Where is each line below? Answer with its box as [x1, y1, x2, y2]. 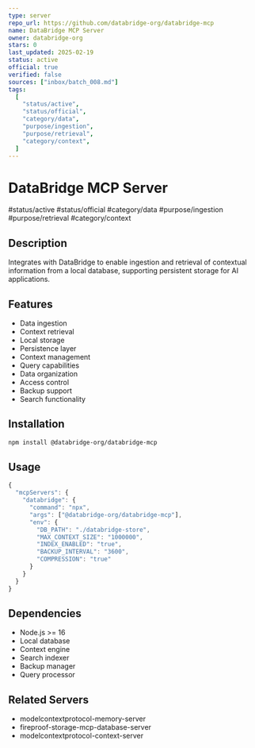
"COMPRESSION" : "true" [36, 555, 112, 564]
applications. [8, 275, 50, 284]
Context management [19, 352, 91, 361]
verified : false [8, 71, 62, 79]
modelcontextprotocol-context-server [19, 731, 144, 741]
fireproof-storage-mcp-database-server [19, 723, 152, 732]
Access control [19, 377, 70, 387]
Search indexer [19, 653, 70, 663]
